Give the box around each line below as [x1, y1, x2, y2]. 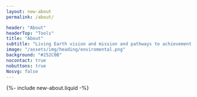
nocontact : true [6, 57, 46, 63]
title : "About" [6, 36, 44, 42]
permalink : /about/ [6, 14, 54, 20]
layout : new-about [6, 8, 51, 15]
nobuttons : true [6, 63, 46, 69]
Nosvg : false [6, 68, 38, 74]
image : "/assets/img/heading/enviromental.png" [6, 46, 126, 53]
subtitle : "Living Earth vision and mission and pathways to [6, 41, 160, 47]
